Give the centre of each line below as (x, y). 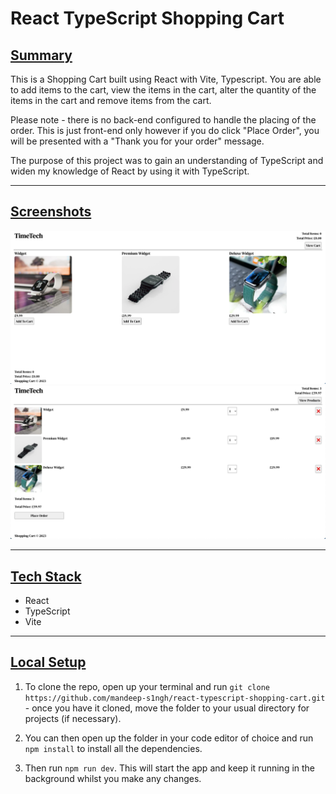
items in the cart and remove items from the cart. (111, 100)
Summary (41, 55)
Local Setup (48, 662)
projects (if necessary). (73, 718)
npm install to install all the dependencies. (113, 748)
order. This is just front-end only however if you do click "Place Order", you (165, 130)
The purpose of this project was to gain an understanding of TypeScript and (167, 160)
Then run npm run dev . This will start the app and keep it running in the (170, 768)
